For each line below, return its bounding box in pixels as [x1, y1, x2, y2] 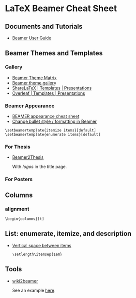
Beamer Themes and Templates [5, 49, 103, 57]
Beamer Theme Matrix [12, 75, 57, 81]
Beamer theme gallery [12, 80, 57, 85]
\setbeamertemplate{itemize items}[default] [5, 128, 96, 132]
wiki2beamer [12, 278, 38, 284]
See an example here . [12, 287, 56, 293]
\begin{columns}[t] [5, 216, 45, 221]
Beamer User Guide [12, 35, 52, 41]
